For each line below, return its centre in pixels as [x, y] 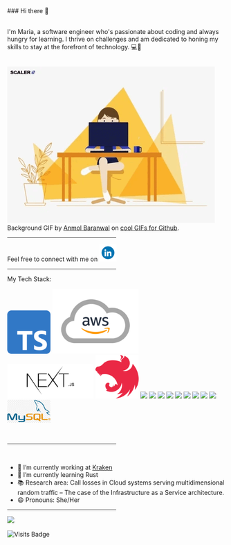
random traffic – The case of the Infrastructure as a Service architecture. [121, 493]
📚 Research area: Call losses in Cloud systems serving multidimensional [121, 483]
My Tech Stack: [29, 279]
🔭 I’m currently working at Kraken [65, 467]
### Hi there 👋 [28, 11]
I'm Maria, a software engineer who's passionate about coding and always [113, 32]
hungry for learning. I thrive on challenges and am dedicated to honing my [113, 39]
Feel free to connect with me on [53, 259]
